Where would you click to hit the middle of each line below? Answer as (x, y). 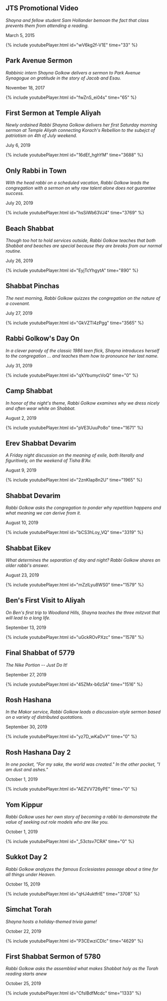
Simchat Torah (29, 909)
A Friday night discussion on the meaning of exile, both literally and (75, 455)
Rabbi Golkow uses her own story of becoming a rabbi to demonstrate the (82, 817)
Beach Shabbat (30, 229)
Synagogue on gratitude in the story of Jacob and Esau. (63, 78)
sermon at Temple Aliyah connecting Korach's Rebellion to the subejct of (81, 130)
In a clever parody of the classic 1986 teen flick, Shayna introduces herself (83, 350)
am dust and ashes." (27, 770)
